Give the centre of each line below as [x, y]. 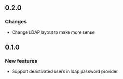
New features [21, 61]
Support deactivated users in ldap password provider [65, 71]
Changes [16, 22]
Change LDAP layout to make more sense [53, 32]
